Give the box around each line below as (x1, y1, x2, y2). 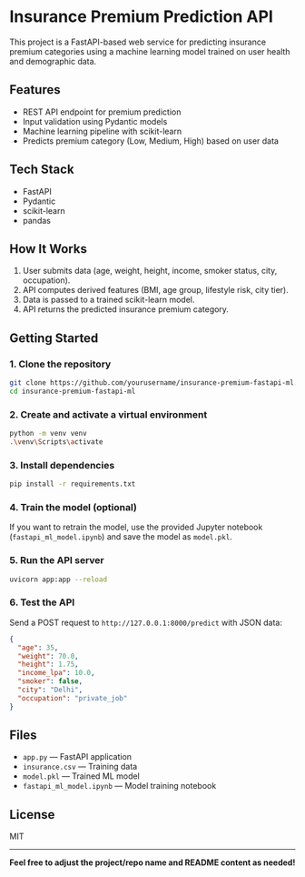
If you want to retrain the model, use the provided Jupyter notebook (9, 521, 263, 533)
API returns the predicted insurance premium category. (22, 304, 230, 315)
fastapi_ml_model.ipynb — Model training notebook (22, 781, 217, 791)
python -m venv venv (9, 429, 88, 438)
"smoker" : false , (17, 677, 84, 686)
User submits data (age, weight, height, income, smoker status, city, (22, 266, 278, 277)
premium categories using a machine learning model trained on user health (9, 45, 290, 56)
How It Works (9, 241, 88, 257)
